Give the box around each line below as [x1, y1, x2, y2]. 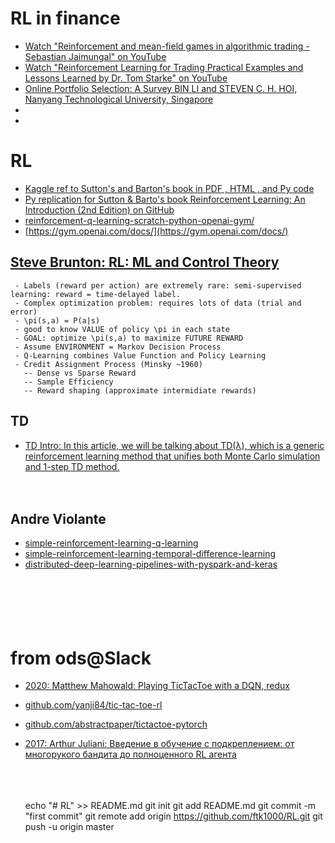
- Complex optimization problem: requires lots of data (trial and [14, 298, 302, 308]
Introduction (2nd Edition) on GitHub [24, 203, 175, 216]
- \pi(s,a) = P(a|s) [14, 315, 101, 326]
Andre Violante [10, 510, 107, 527]
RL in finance [10, 7, 121, 30]
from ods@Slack [10, 647, 152, 669]
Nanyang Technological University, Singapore [24, 93, 214, 105]
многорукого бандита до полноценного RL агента [24, 748, 237, 761]
